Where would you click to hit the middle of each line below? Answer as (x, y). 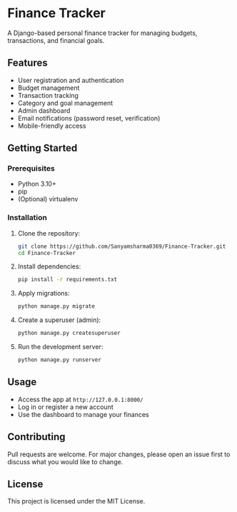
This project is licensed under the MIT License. (76, 501)
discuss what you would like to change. (65, 461)
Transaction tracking (48, 95)
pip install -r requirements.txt (67, 280)
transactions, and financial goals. (56, 40)
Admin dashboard (44, 110)
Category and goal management (65, 103)
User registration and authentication (71, 80)
